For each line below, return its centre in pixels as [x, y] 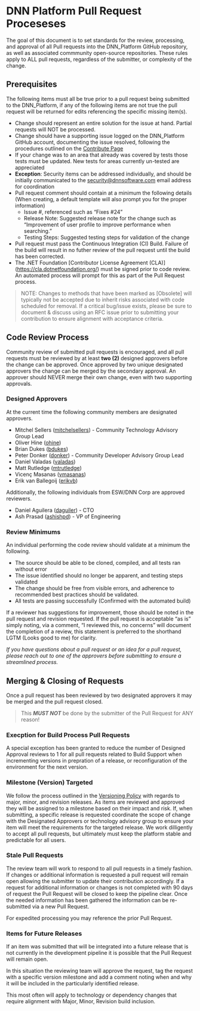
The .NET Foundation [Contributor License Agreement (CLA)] [90, 262]
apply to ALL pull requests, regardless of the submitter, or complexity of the [99, 59]
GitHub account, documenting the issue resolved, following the [92, 142]
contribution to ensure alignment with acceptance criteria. [92, 318]
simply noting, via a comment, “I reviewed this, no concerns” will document [99, 625]
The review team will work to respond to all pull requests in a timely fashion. [99, 868]
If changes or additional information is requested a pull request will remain [97, 875]
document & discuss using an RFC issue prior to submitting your [100, 312]
